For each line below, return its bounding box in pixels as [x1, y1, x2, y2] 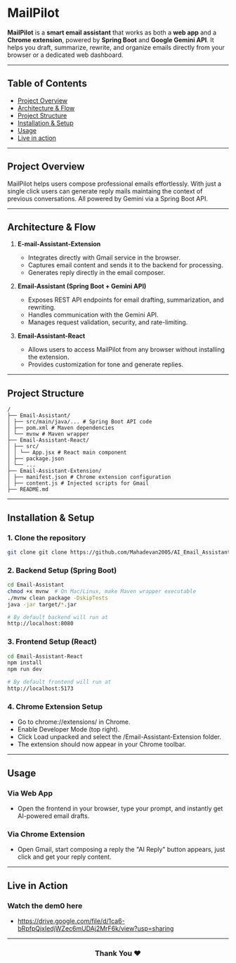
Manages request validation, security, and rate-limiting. [27, 318, 188, 326]
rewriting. [27, 303, 56, 312]
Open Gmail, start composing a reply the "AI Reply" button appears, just [17, 846, 225, 854]
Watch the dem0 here [7, 900, 83, 910]
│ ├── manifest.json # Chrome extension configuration [7, 473, 171, 481]
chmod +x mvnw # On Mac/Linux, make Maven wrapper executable [7, 587, 197, 595]
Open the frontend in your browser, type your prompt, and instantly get [17, 804, 223, 812]
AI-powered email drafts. [17, 811, 90, 820]
